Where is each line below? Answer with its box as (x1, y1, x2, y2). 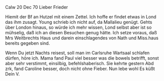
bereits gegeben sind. (5, 40, 50, 46)
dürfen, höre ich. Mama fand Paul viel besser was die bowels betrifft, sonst (5, 55, 159, 61)
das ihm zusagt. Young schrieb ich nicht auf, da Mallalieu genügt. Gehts (5, 19, 153, 25)
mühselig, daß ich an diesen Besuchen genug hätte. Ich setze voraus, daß (5, 30, 157, 35)
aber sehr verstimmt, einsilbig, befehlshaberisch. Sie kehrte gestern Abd (5, 61, 154, 66)
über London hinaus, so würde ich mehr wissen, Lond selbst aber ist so (5, 24, 152, 30)
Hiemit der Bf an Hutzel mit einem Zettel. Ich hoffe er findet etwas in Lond (5, 14, 157, 19)
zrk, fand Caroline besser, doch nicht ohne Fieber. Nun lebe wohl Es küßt (5, 66, 156, 72)
